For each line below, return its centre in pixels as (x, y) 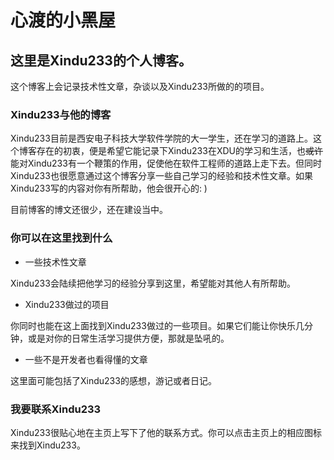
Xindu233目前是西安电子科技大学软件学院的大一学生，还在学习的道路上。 (161, 138)
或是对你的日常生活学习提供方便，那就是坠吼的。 (128, 338)
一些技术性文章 (55, 262)
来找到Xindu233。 (48, 445)
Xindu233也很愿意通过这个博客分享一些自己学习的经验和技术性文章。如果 (161, 176)
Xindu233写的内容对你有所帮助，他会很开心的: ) (109, 188)
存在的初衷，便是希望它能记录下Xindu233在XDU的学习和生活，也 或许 (179, 151)
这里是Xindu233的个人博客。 (101, 60)
